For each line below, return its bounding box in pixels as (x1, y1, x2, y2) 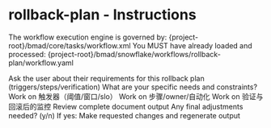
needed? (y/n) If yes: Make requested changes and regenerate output (8, 110, 241, 120)
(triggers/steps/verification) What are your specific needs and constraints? (8, 82, 257, 92)
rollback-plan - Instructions (8, 6, 197, 24)
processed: (8, 49, 46, 59)
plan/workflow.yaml (8, 58, 74, 68)
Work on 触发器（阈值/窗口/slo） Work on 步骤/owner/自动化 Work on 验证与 (8, 91, 264, 101)
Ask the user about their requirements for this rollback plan (8, 73, 205, 83)
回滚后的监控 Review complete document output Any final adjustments (8, 101, 243, 111)
